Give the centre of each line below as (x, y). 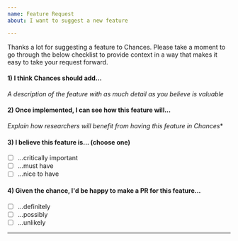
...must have (36, 166)
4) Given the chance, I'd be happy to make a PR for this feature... (104, 190)
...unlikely (32, 222)
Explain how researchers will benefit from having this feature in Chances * (115, 125)
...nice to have (38, 174)
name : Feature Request (41, 14)
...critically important (47, 158)
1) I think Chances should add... (55, 78)
